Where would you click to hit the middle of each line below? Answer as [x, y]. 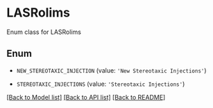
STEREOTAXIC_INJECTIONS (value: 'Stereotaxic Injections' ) [101, 84]
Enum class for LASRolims [44, 32]
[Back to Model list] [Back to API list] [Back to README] [86, 97]
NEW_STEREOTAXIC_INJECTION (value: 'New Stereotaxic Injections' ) [111, 70]
